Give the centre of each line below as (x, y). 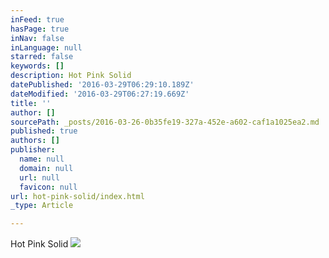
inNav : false (37, 38)
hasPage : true (40, 29)
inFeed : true (37, 19)
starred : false (42, 57)
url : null (39, 177)
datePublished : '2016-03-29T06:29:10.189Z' (102, 85)
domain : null (46, 168)
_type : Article (42, 206)
